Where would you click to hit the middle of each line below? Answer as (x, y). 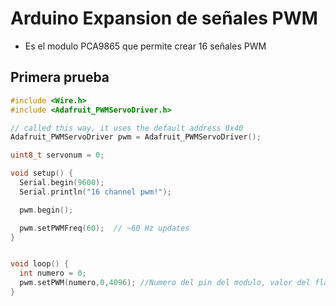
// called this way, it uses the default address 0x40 (127, 128)
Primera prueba (60, 77)
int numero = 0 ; (53, 273)
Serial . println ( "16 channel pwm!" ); (95, 192)
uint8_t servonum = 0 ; (57, 155)
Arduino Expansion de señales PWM (164, 18)
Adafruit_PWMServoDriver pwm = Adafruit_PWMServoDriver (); (136, 137)
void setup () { (42, 173)
